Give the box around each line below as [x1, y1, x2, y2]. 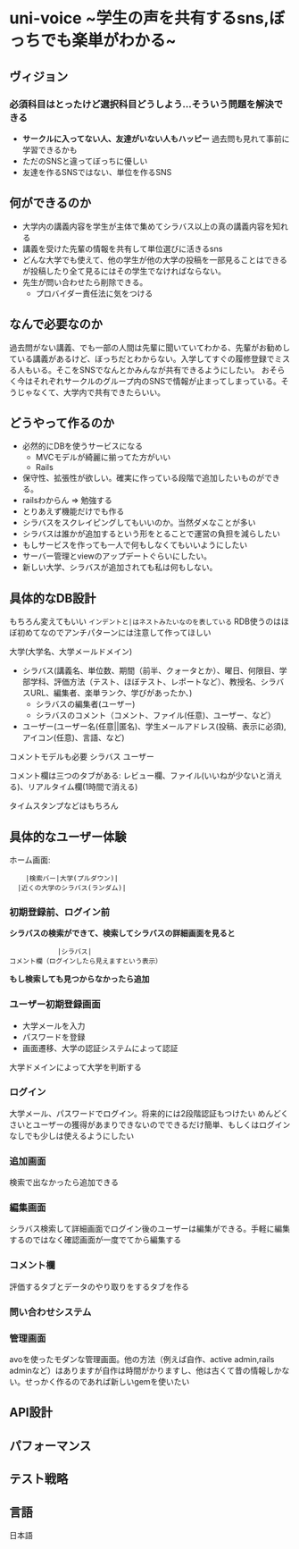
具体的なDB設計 [9, 591, 96, 606]
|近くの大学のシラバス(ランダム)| [17, 883, 127, 892]
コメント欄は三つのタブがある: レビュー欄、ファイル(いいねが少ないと [9, 770, 268, 781]
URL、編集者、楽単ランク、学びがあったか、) [29, 687, 193, 698]
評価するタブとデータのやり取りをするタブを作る [9, 1281, 189, 1292]
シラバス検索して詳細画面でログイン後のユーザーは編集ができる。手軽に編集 [9, 1224, 290, 1234]
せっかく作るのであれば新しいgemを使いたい [24, 1376, 190, 1386]
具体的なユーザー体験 [9, 829, 127, 845]
